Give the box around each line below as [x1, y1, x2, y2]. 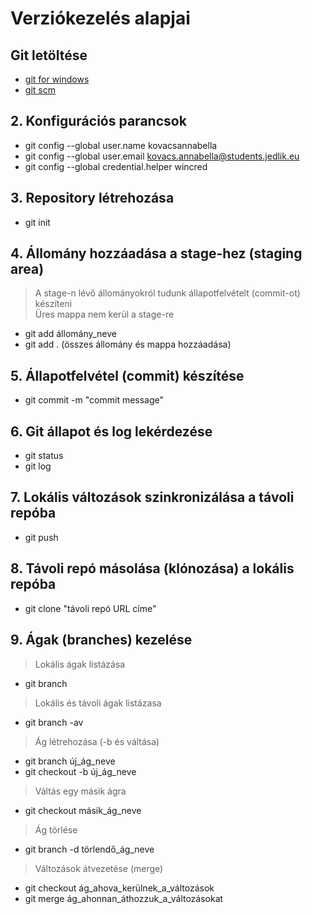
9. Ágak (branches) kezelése [10, 632, 193, 649]
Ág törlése [34, 823, 78, 836]
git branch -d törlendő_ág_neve [24, 843, 155, 855]
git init [24, 216, 51, 228]
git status [24, 450, 64, 462]
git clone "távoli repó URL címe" [24, 602, 157, 614]
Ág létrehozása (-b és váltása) [34, 735, 160, 747]
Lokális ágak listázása [34, 658, 126, 670]
